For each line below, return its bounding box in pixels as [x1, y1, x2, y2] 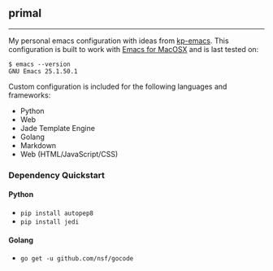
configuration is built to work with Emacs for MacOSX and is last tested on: [8, 44, 259, 54]
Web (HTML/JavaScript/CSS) [19, 149, 119, 159]
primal [8, 7, 42, 20]
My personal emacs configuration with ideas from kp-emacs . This [8, 36, 229, 46]
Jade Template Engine [19, 123, 96, 133]
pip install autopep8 [19, 209, 93, 217]
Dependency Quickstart [8, 169, 106, 181]
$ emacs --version [8, 60, 71, 68]
